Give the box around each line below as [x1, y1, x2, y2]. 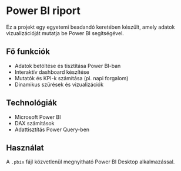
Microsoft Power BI [14, 113, 61, 121]
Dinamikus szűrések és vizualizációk [14, 81, 104, 88]
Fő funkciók [6, 47, 50, 57]
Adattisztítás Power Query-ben [14, 126, 90, 133]
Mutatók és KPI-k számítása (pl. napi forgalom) [14, 74, 129, 81]
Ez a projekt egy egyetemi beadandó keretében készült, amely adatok [6, 23, 175, 30]
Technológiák [6, 98, 58, 108]
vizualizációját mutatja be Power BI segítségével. [6, 29, 125, 36]
